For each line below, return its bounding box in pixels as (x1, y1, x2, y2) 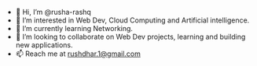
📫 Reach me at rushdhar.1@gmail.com (15, 49, 141, 58)
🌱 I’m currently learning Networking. (15, 24, 134, 33)
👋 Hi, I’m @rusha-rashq (15, 8, 92, 16)
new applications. (15, 40, 73, 50)
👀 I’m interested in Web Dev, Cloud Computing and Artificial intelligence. (15, 16, 250, 25)
